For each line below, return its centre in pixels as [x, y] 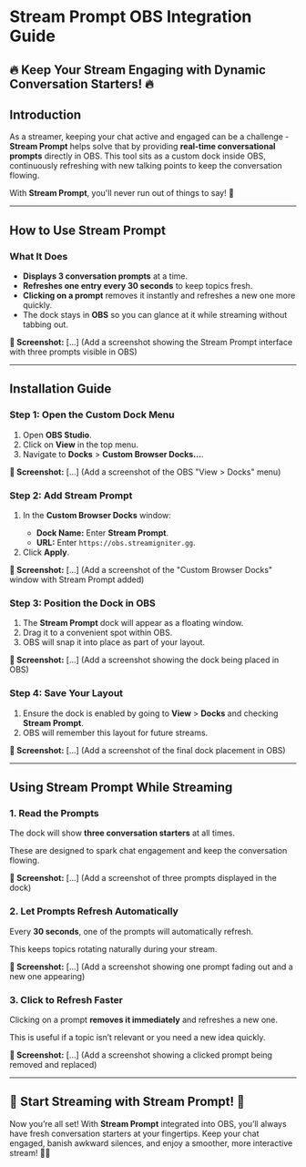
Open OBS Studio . [57, 435]
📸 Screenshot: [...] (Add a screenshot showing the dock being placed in [144, 660]
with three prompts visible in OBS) [74, 352]
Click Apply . [46, 552]
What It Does [39, 256]
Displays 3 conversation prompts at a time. [105, 276]
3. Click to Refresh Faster [66, 999]
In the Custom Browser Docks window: [97, 516]
